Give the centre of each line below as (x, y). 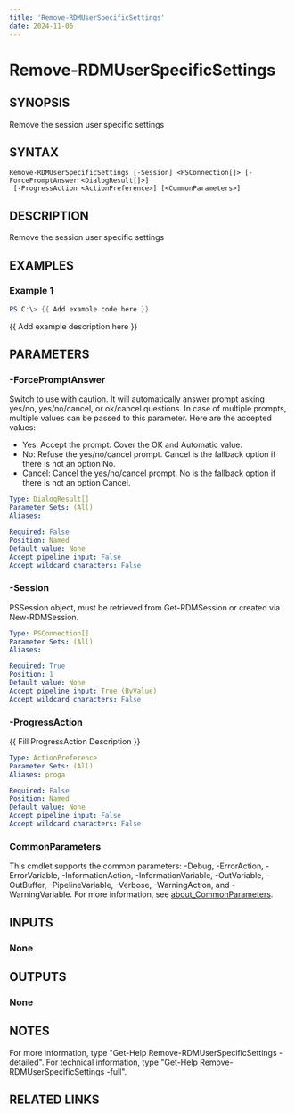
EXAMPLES (41, 266)
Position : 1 (31, 675)
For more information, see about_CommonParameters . (174, 894)
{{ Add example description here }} (74, 326)
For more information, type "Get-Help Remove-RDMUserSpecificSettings (143, 1052)
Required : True (37, 666)
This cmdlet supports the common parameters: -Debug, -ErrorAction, (137, 866)
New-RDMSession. (44, 617)
